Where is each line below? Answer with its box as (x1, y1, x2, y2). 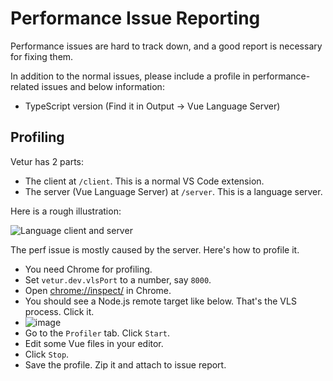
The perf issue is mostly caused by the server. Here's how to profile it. (10, 243, 300, 256)
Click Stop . (24, 348, 70, 360)
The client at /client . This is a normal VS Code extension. (24, 175, 265, 187)
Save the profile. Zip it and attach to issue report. (24, 358, 227, 371)
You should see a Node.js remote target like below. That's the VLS (24, 295, 297, 307)
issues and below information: (41, 80, 165, 92)
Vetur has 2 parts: (10, 155, 85, 167)
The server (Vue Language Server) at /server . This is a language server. (24, 185, 323, 197)
